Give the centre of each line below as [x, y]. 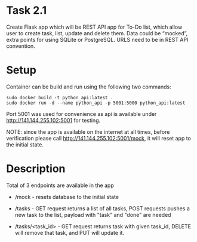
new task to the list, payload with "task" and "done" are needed [93, 215]
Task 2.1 [26, 10]
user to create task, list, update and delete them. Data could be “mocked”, [97, 33]
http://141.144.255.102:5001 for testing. [53, 120]
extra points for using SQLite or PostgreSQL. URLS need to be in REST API [97, 39]
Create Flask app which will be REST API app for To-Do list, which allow [94, 27]
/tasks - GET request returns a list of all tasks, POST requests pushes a [102, 208]
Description [36, 169]
